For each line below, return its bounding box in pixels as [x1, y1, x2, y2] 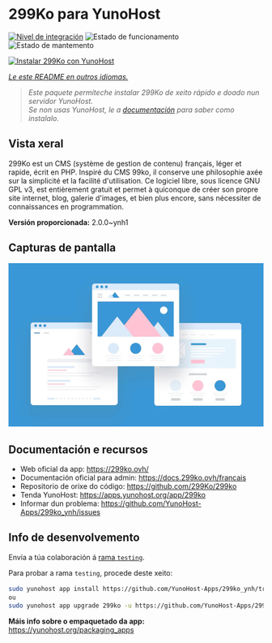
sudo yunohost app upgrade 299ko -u [8, 602, 132, 610]
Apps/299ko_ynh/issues [19, 507, 101, 516]
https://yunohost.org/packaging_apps [8, 625, 134, 635]
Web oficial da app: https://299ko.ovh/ [19, 464, 150, 473]
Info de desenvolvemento [8, 531, 140, 545]
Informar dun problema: [19, 498, 100, 508]
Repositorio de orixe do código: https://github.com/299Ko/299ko [19, 481, 237, 491]
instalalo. [28, 113, 59, 123]
